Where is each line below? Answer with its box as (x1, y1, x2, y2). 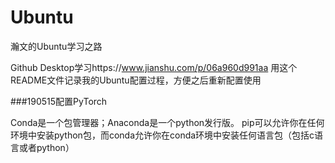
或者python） (18, 141, 75, 153)
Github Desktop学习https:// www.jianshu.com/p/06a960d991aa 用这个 (10, 61, 298, 73)
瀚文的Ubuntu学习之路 (10, 40, 103, 52)
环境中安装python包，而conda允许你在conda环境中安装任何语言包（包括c (10, 129, 315, 141)
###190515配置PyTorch (10, 95, 108, 107)
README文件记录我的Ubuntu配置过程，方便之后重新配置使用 (10, 74, 262, 86)
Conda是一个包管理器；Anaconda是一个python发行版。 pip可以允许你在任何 (10, 116, 325, 128)
